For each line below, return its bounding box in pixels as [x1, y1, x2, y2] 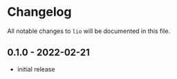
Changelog [7, 4, 72, 20]
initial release [17, 65, 55, 73]
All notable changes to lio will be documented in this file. [7, 27, 171, 35]
